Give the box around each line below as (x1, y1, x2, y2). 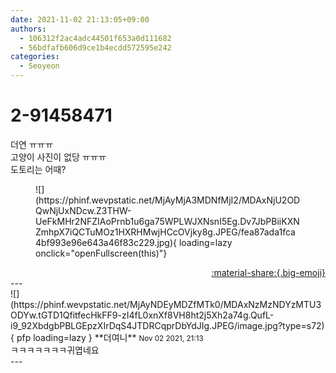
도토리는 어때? (10, 163, 67, 175)
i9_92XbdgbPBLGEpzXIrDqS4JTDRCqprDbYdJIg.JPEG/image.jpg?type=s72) (10, 319, 325, 331)
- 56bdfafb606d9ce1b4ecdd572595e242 (19, 42, 172, 53)
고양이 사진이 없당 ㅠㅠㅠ (10, 151, 107, 163)
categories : (10, 52, 60, 62)
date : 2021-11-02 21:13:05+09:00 (10, 14, 150, 25)
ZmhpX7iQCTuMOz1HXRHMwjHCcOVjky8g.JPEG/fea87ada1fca (35, 226, 296, 238)
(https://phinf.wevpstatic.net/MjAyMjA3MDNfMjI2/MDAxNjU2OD (35, 194, 301, 206)
